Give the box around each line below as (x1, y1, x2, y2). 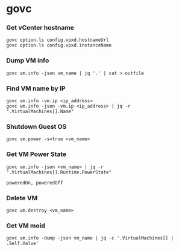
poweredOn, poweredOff (6, 180, 63, 186)
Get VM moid (6, 221, 45, 230)
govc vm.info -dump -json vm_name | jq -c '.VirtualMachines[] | (6, 235, 174, 241)
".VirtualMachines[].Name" (6, 108, 74, 115)
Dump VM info (6, 56, 49, 65)
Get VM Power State (6, 150, 67, 158)
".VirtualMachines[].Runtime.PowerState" (6, 169, 112, 175)
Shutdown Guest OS (6, 123, 67, 131)
